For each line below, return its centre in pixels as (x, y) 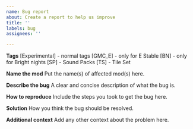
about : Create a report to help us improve (61, 17)
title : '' (18, 23)
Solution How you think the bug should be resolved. (70, 108)
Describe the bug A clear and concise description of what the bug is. (91, 85)
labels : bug (21, 28)
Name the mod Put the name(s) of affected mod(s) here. (75, 74)
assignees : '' (24, 34)
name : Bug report (28, 12)
